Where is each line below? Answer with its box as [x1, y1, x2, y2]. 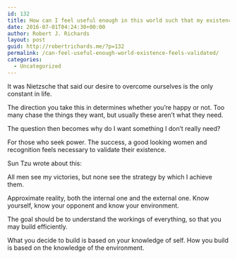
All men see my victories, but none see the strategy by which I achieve [7, 172, 213, 181]
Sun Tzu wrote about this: [7, 159, 83, 168]
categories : [7, 56, 42, 63]
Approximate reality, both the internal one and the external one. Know [7, 194, 209, 202]
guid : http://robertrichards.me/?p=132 [7, 43, 125, 50]
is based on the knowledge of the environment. [7, 244, 145, 252]
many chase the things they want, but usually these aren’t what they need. [7, 110, 224, 119]
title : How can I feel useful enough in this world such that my [7, 17, 203, 24]
